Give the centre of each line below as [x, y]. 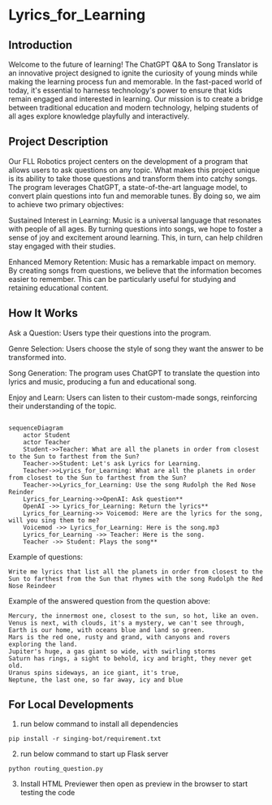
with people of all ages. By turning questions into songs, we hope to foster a [136, 228]
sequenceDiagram [36, 428]
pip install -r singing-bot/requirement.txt [85, 739]
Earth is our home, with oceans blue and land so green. [107, 630]
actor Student [47, 435]
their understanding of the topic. [63, 406]
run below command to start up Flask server [94, 754]
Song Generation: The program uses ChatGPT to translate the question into [134, 373]
